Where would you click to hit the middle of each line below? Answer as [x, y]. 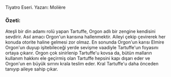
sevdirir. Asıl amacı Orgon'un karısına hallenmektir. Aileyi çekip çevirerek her [86, 37]
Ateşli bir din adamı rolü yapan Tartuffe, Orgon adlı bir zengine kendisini [80, 31]
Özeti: [13, 20]
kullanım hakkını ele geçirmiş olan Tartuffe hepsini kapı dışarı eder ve [78, 58]
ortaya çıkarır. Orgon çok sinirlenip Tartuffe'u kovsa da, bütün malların [79, 53]
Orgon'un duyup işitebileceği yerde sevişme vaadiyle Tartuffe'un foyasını [82, 48]
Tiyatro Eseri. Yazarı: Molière [35, 7]
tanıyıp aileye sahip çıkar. [32, 69]
